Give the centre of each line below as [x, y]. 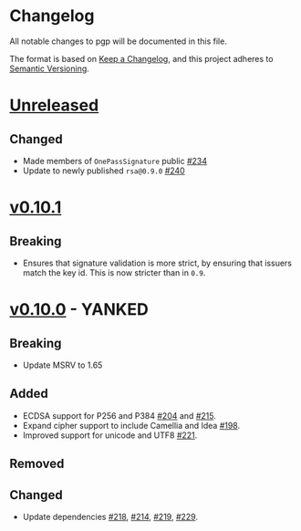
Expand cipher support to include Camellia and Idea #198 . [131, 425]
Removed [37, 464]
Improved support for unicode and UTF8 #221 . [110, 435]
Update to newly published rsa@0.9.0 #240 [104, 171]
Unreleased [54, 105]
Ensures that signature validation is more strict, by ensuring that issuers [157, 263]
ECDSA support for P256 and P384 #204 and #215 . [119, 415]
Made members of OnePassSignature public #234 [115, 161]
